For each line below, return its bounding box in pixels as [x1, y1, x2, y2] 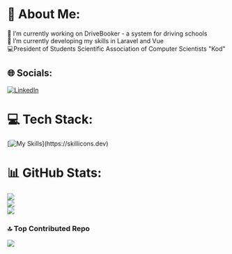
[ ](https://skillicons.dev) [7, 139, 109, 148]
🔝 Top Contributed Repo [7, 223, 91, 233]
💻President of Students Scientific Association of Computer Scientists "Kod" [7, 45, 226, 53]
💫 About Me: [7, 6, 81, 22]
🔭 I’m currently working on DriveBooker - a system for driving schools [7, 29, 208, 38]
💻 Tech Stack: [7, 111, 93, 127]
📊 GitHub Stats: [7, 165, 102, 180]
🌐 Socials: [7, 68, 53, 79]
